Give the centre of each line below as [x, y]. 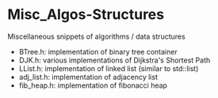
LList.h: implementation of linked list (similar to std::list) [109, 68]
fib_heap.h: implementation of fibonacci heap [93, 85]
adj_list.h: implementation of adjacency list [88, 77]
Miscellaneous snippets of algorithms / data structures [96, 36]
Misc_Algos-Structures [86, 15]
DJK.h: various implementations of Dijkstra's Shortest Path [115, 60]
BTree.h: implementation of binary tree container [98, 51]
